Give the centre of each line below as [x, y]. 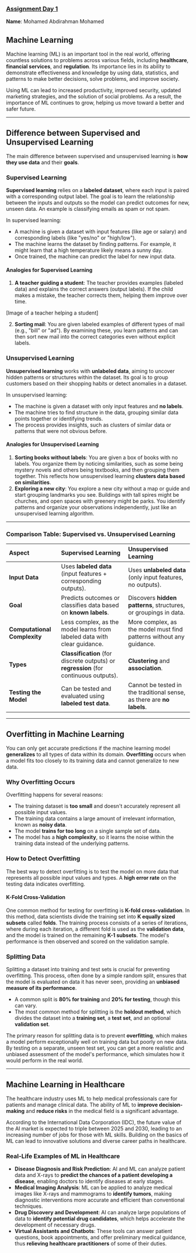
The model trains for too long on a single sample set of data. [88, 831]
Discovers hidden [152, 598]
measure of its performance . [41, 988]
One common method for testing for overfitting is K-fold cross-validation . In [98, 910]
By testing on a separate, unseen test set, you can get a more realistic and [95, 1048]
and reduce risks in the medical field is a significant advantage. [102, 1111]
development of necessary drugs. [55, 1225]
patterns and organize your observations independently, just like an [95, 507]
